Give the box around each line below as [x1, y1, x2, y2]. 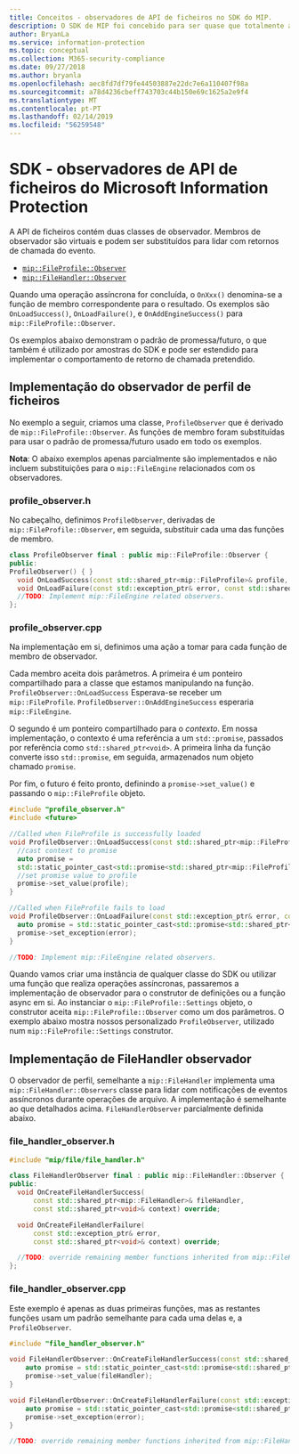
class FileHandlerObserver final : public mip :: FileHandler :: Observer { [9, 1172, 285, 1181]
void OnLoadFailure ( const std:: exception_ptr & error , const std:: [17, 584, 269, 593]
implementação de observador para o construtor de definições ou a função [9, 987, 287, 998]
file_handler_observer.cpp [9, 1283, 126, 1296]
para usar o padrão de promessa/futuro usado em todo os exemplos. [9, 435, 263, 446]
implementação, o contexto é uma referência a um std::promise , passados [9, 733, 284, 743]
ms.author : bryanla [9, 71, 82, 80]
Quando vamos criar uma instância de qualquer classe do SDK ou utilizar [9, 969, 277, 979]
